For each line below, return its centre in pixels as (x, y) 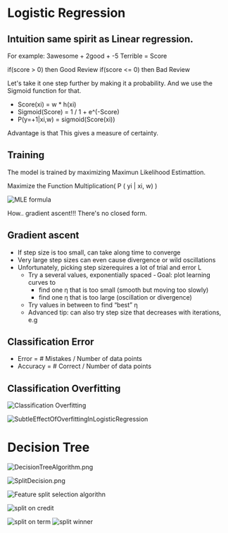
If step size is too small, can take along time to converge (99, 252)
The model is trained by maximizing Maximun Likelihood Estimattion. (107, 172)
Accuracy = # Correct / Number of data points (84, 366)
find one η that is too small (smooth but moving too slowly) (123, 290)
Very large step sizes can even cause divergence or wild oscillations (116, 259)
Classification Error (51, 342)
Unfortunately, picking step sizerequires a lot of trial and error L (109, 267)
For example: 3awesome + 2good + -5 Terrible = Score (87, 56)
